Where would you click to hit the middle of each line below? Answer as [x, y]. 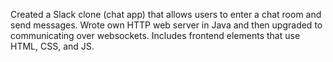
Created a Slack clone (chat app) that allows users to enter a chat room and [166, 14]
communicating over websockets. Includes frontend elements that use [155, 35]
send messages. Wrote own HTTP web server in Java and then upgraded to [166, 25]
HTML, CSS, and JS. [52, 46]
